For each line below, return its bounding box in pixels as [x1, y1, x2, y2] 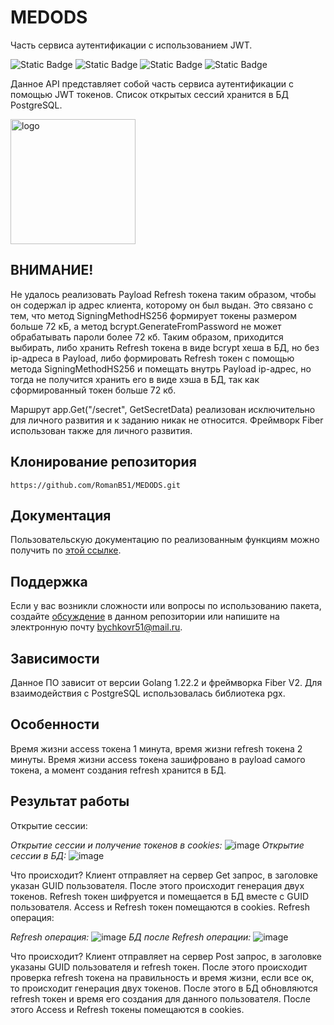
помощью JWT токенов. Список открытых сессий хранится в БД [10, 88, 289, 100]
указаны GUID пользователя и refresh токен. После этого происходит [10, 961, 308, 973]
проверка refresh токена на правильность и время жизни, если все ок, [10, 971, 315, 983]
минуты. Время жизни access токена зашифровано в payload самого [10, 753, 306, 765]
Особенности [10, 716, 100, 733]
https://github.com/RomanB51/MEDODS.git [10, 480, 182, 490]
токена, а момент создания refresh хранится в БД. [10, 764, 227, 776]
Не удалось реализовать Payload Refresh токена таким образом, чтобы [10, 288, 317, 300]
